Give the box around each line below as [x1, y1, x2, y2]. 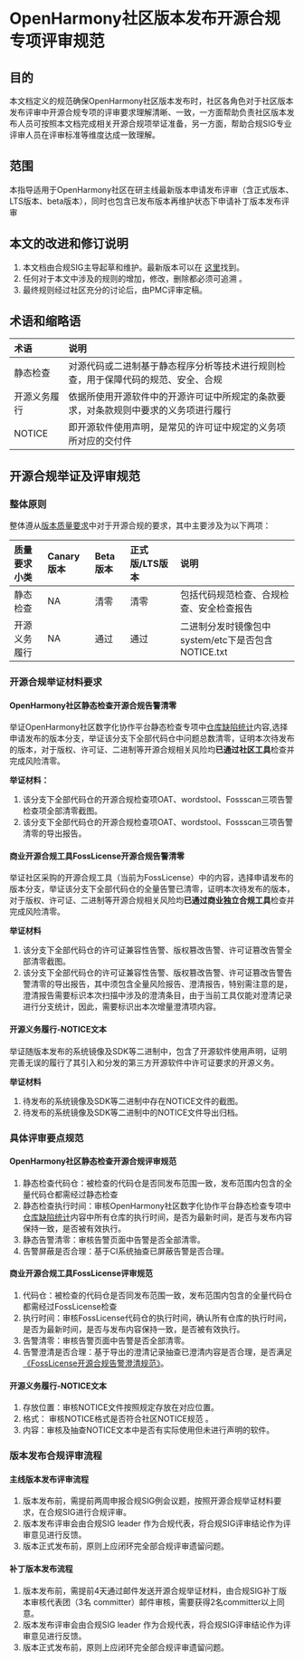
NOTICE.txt [179, 646, 228, 658]
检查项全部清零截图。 [22, 805, 102, 816]
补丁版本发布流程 [9, 1563, 73, 1574]
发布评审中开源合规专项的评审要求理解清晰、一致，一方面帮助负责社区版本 [9, 107, 287, 118]
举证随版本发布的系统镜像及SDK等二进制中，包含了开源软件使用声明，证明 [9, 1045, 288, 1056]
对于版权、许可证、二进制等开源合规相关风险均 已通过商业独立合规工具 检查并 [9, 895, 295, 906]
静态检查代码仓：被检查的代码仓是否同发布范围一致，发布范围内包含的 [22, 1177, 285, 1188]
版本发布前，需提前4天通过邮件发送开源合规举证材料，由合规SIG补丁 [22, 1585, 280, 1596]
